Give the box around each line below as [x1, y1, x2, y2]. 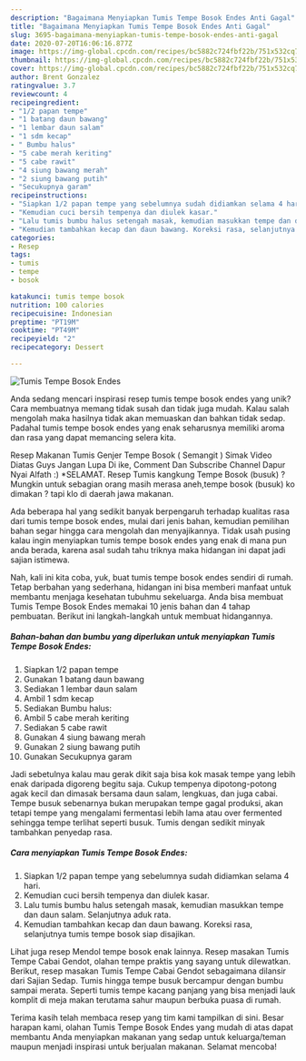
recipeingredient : [10, 97, 80, 107]
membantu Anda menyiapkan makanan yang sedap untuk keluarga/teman [10, 1031, 287, 1042]
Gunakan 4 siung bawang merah [23, 732, 146, 743]
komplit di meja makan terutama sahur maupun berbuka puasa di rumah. [10, 994, 281, 1005]
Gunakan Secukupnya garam [23, 751, 133, 762]
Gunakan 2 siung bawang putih [23, 741, 141, 752]
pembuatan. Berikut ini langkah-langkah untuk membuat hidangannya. [10, 611, 273, 621]
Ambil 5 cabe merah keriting [23, 712, 130, 723]
